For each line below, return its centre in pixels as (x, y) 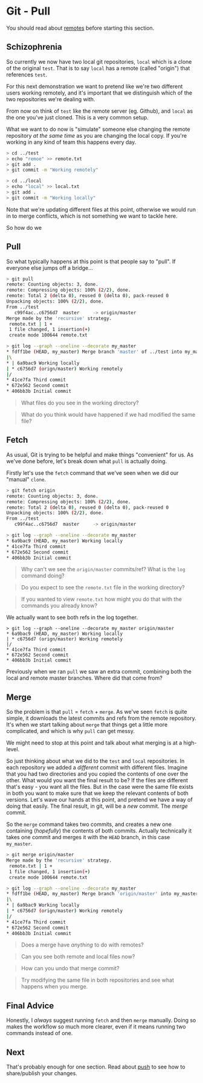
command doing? (43, 576)
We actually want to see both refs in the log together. (72, 617)
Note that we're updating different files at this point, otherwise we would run (101, 209)
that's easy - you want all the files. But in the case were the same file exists (100, 787)
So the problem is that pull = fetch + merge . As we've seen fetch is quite (97, 712)
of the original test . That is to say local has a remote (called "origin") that (98, 68)
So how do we (24, 227)
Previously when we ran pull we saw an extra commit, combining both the (99, 672)
